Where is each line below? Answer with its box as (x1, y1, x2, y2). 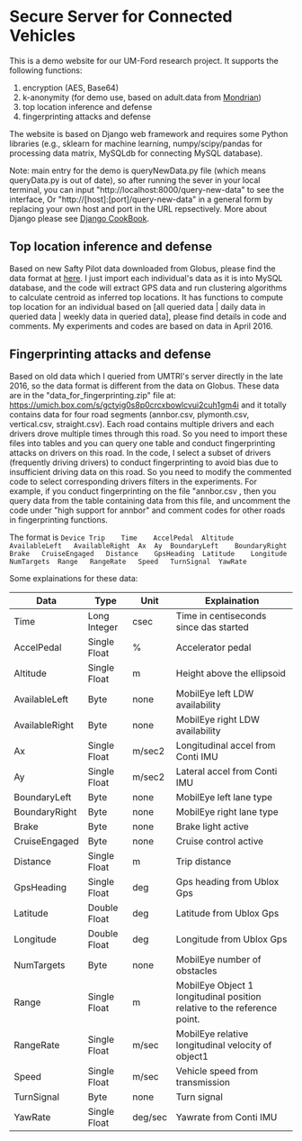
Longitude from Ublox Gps (175, 933, 288, 945)
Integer (87, 620, 119, 633)
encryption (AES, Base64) (22, 82, 120, 93)
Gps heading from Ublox (175, 875, 280, 888)
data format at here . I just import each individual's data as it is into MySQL (9, 272, 283, 283)
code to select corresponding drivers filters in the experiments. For (9, 476, 258, 487)
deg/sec (131, 1110, 168, 1123)
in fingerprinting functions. (9, 514, 108, 525)
